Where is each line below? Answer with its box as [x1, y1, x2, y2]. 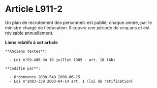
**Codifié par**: [5, 66, 41, 71]
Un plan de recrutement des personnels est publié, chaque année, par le [5, 20, 152, 25]
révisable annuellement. [5, 30, 54, 36]
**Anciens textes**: [5, 49, 48, 54]
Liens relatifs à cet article [5, 39, 58, 45]
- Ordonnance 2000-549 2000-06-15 [9, 74, 80, 79]
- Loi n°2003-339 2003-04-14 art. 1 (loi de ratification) [9, 79, 133, 84]
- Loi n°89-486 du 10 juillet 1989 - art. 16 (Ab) [9, 57, 116, 62]
